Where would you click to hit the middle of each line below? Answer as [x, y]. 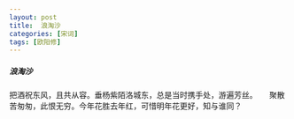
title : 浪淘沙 [35, 26]
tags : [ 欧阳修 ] [35, 42]
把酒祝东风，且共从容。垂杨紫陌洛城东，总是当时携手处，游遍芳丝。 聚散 [147, 95]
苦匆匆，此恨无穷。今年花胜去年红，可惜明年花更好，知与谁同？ [125, 106]
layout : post [33, 17]
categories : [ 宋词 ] [44, 33]
